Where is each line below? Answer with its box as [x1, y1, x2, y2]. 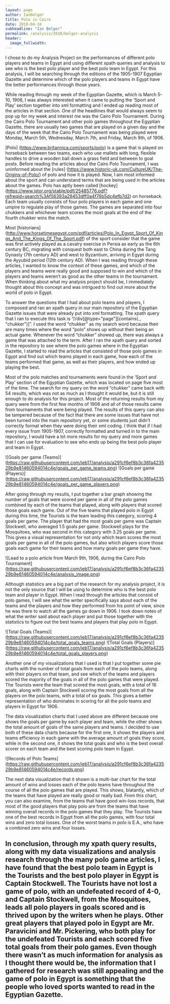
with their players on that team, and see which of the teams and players [5, 671, 155, 677]
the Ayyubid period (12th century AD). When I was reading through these [5, 257, 157, 263]
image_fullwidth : [10, 41, 47, 46]
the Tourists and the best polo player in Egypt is [5, 871, 159, 880]
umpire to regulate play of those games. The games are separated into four [5, 204, 162, 210]
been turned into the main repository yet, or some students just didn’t [5, 417, 151, 423]
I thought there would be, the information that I [5, 959, 156, 967]
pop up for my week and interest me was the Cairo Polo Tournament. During [5, 113, 164, 119]
